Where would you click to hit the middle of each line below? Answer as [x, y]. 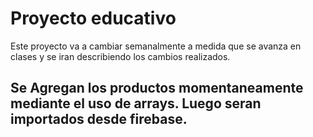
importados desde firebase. [99, 119]
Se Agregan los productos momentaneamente [157, 88]
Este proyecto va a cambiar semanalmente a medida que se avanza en [156, 46]
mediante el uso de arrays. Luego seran [136, 103]
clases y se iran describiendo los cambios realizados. [120, 56]
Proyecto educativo [93, 18]
